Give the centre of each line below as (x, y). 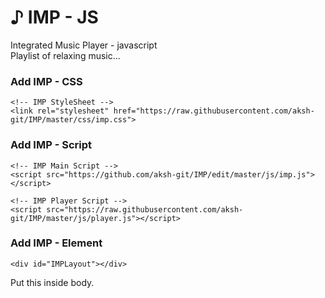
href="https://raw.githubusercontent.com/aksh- (214, 111)
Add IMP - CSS (46, 81)
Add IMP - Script (51, 145)
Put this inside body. (52, 282)
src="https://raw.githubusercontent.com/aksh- (145, 209)
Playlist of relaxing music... (65, 55)
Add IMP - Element (56, 243)
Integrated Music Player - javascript (84, 45)
